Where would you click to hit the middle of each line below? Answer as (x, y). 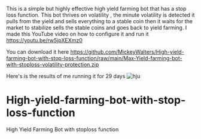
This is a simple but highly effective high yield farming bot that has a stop (96, 9)
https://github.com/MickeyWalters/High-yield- (127, 52)
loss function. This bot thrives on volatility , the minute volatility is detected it (100, 15)
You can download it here (38, 52)
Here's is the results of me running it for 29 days (66, 76)
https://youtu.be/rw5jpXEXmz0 (44, 40)
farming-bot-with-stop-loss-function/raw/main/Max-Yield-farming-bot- (94, 58)
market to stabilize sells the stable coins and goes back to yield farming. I (97, 27)
